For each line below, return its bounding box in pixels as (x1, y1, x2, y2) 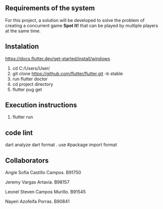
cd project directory (12, 81, 53, 87)
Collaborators (5, 156, 49, 165)
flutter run (12, 114, 33, 120)
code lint (5, 128, 33, 137)
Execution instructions (5, 101, 77, 109)
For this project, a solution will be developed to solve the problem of (5, 17, 145, 23)
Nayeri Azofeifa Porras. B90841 (5, 199, 70, 205)
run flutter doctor (12, 76, 48, 82)
